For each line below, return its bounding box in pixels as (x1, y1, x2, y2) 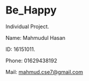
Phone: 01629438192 (5, 57, 57, 64)
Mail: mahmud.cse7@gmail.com (5, 68, 83, 75)
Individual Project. (5, 23, 50, 30)
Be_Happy (5, 4, 57, 17)
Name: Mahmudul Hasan (5, 34, 66, 41)
